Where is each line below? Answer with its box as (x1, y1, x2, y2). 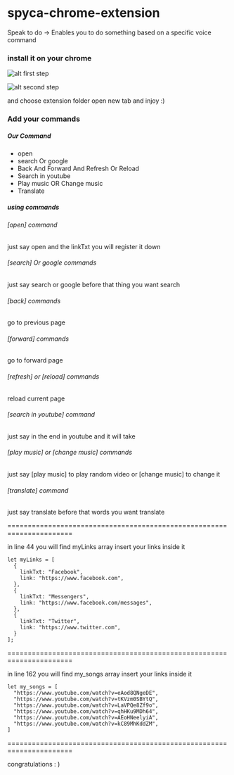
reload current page (7, 394, 65, 403)
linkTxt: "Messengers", (20, 593, 90, 600)
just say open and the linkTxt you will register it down (7, 242, 161, 251)
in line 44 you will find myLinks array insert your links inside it (7, 543, 186, 551)
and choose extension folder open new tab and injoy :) (7, 96, 165, 105)
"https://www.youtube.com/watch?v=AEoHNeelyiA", (13, 714, 159, 722)
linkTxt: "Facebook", (20, 569, 83, 576)
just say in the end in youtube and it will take (7, 431, 136, 441)
